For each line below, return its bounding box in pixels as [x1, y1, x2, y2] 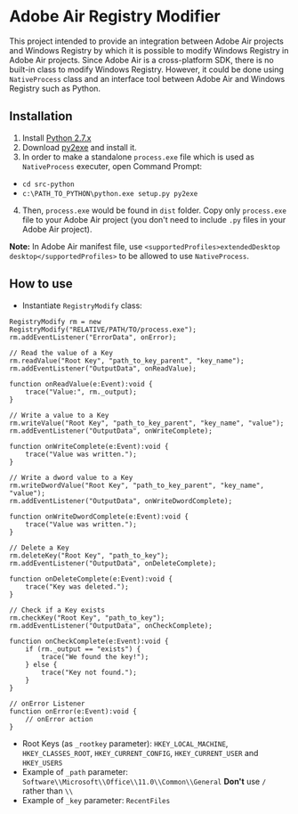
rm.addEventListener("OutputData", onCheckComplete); [9, 621, 213, 630]
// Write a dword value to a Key [9, 473, 133, 482]
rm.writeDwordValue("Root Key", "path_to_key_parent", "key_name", [9, 481, 265, 490]
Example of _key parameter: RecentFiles [21, 794, 171, 805]
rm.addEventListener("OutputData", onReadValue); [9, 363, 197, 373]
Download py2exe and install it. [21, 142, 137, 152]
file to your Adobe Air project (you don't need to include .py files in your [21, 214, 286, 224]
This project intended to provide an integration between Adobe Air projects [9, 36, 285, 46]
